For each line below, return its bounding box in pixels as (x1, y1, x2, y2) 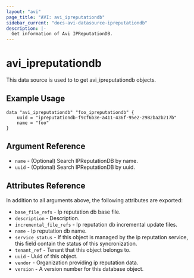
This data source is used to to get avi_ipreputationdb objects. (6, 76, 157, 84)
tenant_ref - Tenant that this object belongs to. (14, 246, 131, 254)
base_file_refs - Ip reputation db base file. (14, 208, 121, 215)
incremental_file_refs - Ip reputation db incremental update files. (14, 221, 177, 228)
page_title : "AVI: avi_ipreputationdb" (6, 14, 105, 20)
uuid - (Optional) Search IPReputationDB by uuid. (14, 163, 135, 171)
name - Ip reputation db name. (14, 227, 87, 234)
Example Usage (6, 94, 65, 104)
